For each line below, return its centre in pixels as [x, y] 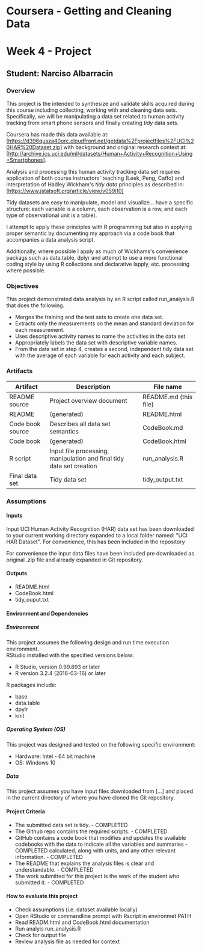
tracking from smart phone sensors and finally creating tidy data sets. [93, 123]
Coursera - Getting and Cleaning [89, 11]
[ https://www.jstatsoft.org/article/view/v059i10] [65, 191]
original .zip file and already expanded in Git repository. [75, 560]
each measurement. [40, 330]
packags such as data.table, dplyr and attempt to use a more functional [95, 258]
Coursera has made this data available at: [58, 135]
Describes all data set [80, 424]
